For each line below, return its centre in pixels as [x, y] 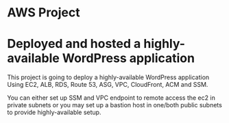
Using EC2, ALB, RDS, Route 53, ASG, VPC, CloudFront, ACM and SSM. [108, 85]
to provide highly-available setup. [54, 112]
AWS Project [44, 13]
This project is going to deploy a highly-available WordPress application [108, 77]
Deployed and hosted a [74, 44]
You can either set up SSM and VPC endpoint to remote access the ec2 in [111, 98]
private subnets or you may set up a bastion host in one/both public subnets [115, 105]
